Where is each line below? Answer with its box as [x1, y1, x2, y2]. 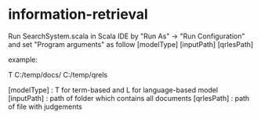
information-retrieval [8, 5, 148, 23]
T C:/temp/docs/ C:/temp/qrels [8, 70, 108, 79]
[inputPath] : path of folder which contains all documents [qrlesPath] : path [8, 93, 250, 103]
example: [8, 55, 38, 64]
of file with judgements [8, 102, 82, 111]
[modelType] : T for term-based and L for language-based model [8, 85, 219, 95]
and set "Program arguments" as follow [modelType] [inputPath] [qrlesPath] [8, 39, 254, 49]
